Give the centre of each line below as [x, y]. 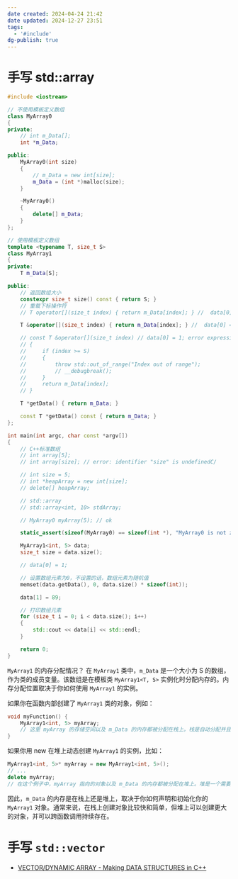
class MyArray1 [30, 253]
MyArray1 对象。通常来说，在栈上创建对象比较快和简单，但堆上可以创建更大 [117, 807]
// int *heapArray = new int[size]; [74, 482]
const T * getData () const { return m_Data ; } [89, 416]
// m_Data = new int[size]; [74, 175]
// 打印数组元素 [41, 610]
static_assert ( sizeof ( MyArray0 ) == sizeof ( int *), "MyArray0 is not [123, 533]
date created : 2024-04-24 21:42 [55, 14]
